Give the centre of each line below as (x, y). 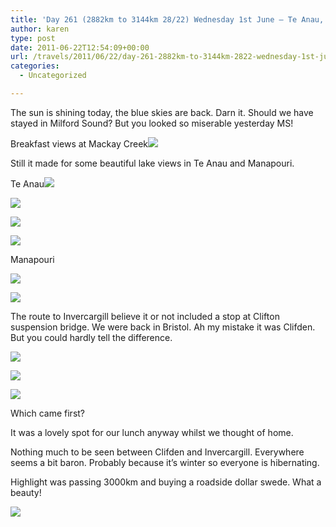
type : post (33, 38)
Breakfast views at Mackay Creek (79, 143)
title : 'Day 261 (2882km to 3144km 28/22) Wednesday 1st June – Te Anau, (167, 19)
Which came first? (48, 413)
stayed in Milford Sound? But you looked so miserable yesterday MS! (152, 123)
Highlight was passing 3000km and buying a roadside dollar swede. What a (166, 482)
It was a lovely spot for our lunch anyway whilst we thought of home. (152, 432)
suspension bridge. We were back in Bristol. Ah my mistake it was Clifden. (163, 327)
